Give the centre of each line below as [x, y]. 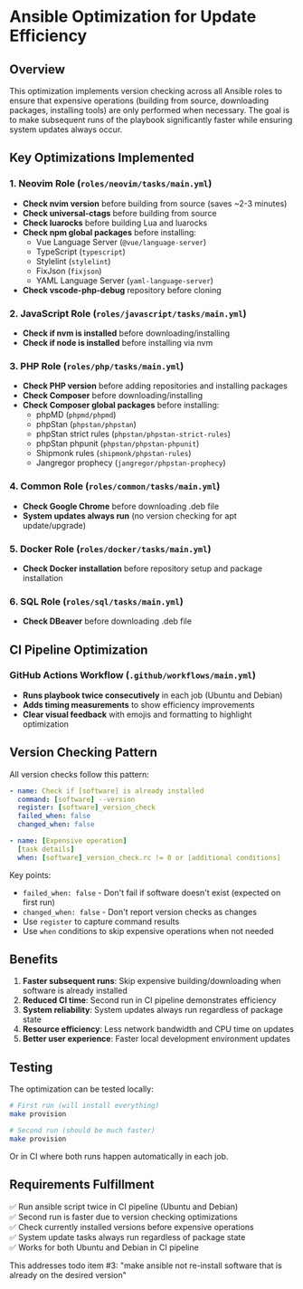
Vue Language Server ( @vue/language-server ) [121, 242]
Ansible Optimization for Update [133, 17]
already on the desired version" [68, 1275]
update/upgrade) [54, 525]
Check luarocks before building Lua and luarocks [115, 223]
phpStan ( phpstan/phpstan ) [86, 425]
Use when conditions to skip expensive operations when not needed [148, 931]
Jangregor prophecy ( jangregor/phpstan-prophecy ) [131, 463]
